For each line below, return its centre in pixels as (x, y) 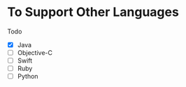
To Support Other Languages (93, 12)
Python (28, 77)
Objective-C (35, 53)
